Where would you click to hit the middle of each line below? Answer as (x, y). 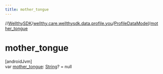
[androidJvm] (19, 61)
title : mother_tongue (27, 9)
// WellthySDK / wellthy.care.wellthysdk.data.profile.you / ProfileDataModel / (78, 23)
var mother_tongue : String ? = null (38, 66)
